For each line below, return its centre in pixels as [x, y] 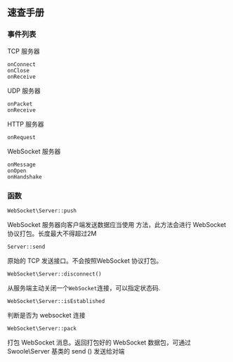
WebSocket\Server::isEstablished [56, 301]
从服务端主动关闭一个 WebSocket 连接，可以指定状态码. [84, 287]
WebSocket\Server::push [42, 211]
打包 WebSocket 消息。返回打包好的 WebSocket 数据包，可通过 [99, 342]
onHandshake [25, 177]
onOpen [17, 171]
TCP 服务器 [24, 51]
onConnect [22, 64]
